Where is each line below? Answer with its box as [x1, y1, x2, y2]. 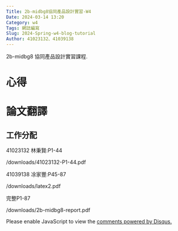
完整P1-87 [6, 195, 31, 202]
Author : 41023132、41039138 [6, 36, 74, 42]
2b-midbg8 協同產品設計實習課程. [6, 53, 88, 60]
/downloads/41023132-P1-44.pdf [6, 159, 86, 166]
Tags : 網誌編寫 [6, 25, 40, 31]
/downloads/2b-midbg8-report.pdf [6, 207, 90, 214]
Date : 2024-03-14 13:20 [6, 14, 65, 20]
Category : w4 [6, 19, 38, 25]
